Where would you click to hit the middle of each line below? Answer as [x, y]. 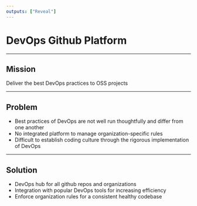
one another [29, 128]
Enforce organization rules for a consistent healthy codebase [88, 196]
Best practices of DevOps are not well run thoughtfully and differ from [99, 121]
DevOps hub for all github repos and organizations [75, 184]
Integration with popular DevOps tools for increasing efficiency [90, 190]
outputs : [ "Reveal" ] [31, 11]
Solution [22, 170]
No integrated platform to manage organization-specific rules [89, 134]
